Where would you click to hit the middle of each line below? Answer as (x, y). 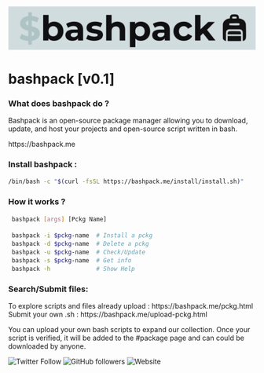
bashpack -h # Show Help (73, 269)
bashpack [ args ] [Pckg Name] (59, 219)
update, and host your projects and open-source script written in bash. (123, 129)
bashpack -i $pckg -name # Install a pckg (82, 236)
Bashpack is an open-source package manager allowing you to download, (128, 121)
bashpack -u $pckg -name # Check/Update (79, 252)
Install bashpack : (42, 165)
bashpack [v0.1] (62, 79)
